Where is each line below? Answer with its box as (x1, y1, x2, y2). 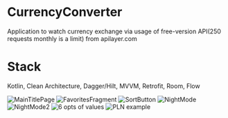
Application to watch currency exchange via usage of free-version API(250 (7, 27, 222, 35)
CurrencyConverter (7, 4, 123, 20)
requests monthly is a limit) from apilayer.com (7, 34, 137, 42)
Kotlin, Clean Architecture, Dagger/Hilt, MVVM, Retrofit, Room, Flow (7, 81, 200, 90)
